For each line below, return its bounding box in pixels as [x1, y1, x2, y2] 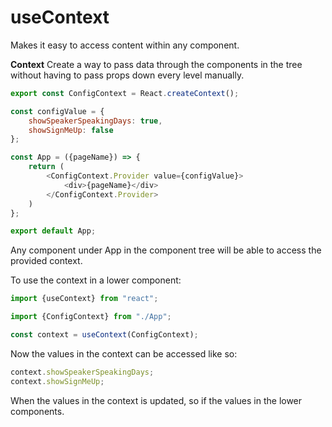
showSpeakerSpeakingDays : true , [28, 116, 163, 126]
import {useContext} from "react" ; [10, 294, 159, 304]
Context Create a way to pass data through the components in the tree [10, 58, 303, 70]
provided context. [10, 255, 83, 267]
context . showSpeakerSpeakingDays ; [10, 367, 155, 377]
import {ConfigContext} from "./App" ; [10, 312, 172, 322]
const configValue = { [10, 106, 105, 116]
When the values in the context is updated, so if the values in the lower [10, 394, 303, 406]
